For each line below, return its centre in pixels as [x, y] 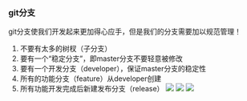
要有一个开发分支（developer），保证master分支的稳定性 [113, 69]
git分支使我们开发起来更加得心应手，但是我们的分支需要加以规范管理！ [125, 32]
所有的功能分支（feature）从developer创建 [91, 79]
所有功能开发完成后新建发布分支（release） [92, 89]
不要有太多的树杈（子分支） [66, 49]
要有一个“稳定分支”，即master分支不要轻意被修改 [101, 59]
